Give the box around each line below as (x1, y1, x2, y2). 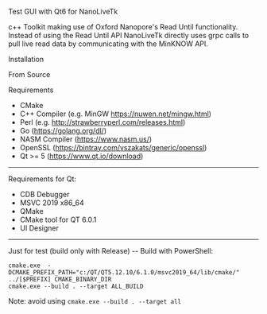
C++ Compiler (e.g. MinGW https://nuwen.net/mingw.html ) (19, 109, 212, 118)
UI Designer (19, 223, 60, 233)
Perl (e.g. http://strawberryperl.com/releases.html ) (19, 118, 186, 126)
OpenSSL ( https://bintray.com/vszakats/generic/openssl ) (19, 143, 207, 152)
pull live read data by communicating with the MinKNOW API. (8, 39, 209, 48)
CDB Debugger (19, 190, 70, 199)
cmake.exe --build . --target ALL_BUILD (8, 282, 145, 290)
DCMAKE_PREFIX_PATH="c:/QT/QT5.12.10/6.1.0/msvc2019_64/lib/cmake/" (8, 269, 240, 277)
